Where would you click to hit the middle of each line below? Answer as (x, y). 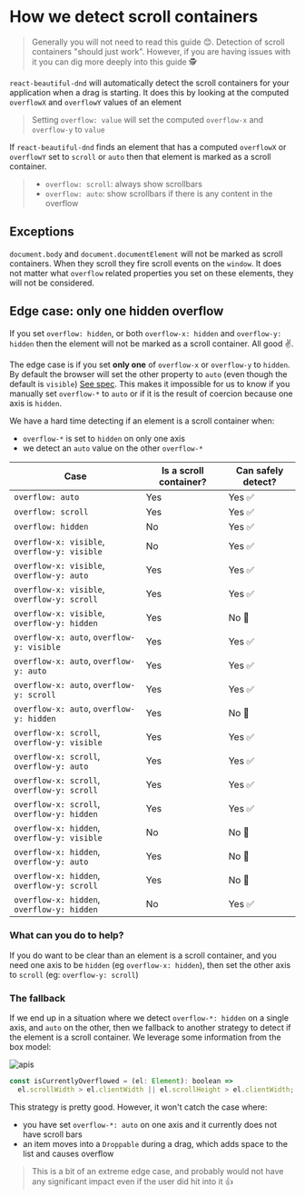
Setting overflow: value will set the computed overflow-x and (148, 119)
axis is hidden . (35, 403)
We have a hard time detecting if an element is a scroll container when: (142, 421)
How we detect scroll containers (134, 17)
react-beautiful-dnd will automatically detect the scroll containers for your (150, 83)
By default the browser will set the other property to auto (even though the (148, 374)
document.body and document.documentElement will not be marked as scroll (146, 254)
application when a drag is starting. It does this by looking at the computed (149, 92)
